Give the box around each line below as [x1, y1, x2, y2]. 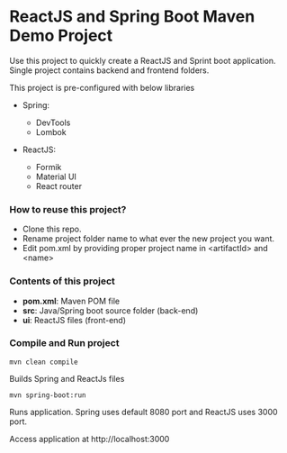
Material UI [35, 171, 76, 182]
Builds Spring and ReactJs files [9, 373, 125, 384]
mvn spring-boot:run [9, 390, 87, 400]
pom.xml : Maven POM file [22, 295, 120, 306]
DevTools [35, 117, 71, 128]
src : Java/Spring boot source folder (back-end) [22, 304, 199, 316]
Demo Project [9, 25, 113, 46]
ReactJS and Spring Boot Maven [9, 6, 256, 27]
